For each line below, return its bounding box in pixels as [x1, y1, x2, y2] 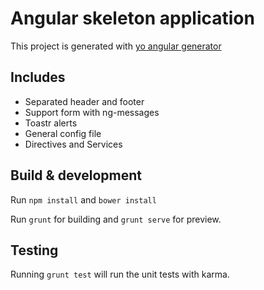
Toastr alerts [24, 117, 78, 129]
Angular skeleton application [10, 7, 255, 30]
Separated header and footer [24, 95, 145, 107]
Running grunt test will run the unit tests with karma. [10, 268, 230, 281]
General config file [24, 127, 102, 139]
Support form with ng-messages [24, 106, 160, 118]
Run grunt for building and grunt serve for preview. [10, 213, 222, 225]
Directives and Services [24, 138, 123, 150]
